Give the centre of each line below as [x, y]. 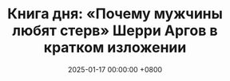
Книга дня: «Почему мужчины [115, 14]
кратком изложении [115, 48]
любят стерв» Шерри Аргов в [115, 31]
